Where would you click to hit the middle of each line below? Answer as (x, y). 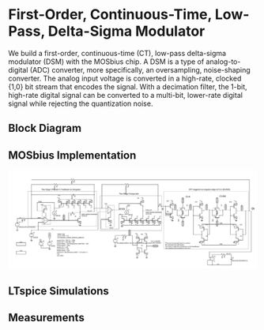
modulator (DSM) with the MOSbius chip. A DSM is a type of (106, 62)
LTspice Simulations (58, 291)
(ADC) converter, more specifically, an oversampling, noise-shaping (140, 69)
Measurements (46, 318)
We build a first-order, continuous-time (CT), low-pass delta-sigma (117, 53)
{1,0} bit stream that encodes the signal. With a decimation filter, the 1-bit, (128, 86)
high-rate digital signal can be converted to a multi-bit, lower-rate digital (126, 95)
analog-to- (223, 62)
